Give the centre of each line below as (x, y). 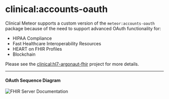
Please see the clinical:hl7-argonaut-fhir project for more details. (72, 64)
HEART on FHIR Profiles (37, 49)
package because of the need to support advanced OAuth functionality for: (83, 28)
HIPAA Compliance (32, 38)
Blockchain (24, 54)
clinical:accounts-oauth (57, 9)
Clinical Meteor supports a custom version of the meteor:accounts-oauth (80, 23)
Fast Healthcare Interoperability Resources (57, 43)
